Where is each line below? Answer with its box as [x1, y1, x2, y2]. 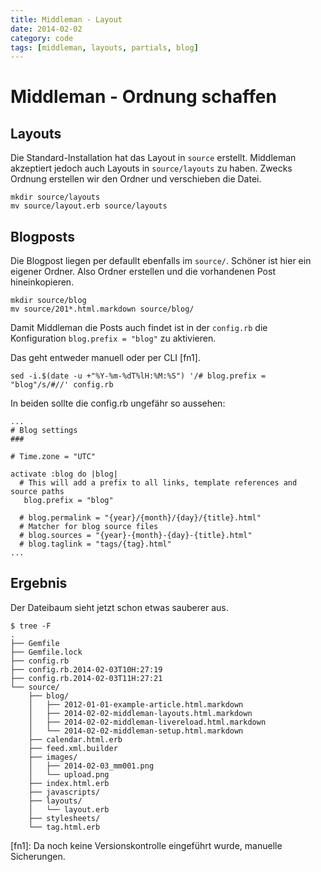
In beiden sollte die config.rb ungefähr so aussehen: [10, 397, 226, 410]
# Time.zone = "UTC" [10, 452, 97, 462]
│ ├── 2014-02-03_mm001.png [28, 761, 155, 771]
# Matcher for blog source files [19, 522, 159, 532]
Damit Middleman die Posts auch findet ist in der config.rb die [10, 322, 268, 334]
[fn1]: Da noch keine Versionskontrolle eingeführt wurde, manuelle [10, 839, 283, 851]
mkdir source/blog [10, 296, 87, 306]
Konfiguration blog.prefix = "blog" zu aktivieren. [10, 332, 217, 345]
